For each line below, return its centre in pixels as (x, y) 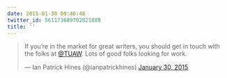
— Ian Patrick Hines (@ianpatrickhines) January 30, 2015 (106, 68)
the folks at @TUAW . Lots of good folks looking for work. (105, 54)
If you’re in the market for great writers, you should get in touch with (122, 47)
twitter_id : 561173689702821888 (54, 20)
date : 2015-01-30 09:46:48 (46, 14)
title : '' (22, 26)
